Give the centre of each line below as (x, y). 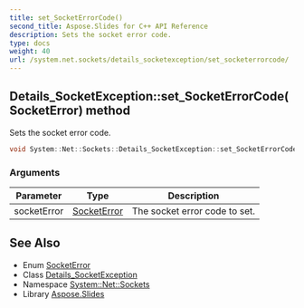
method (108, 111)
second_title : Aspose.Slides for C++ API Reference (109, 26)
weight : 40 (30, 52)
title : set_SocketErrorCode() (66, 18)
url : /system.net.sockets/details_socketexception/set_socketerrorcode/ (149, 60)
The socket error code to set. (194, 211)
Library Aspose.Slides (63, 294)
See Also (35, 243)
